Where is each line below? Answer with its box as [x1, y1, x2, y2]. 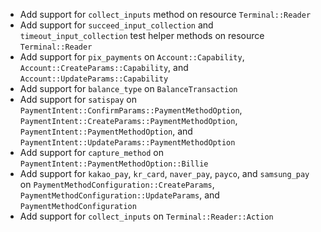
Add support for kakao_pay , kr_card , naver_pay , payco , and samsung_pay [19, 168, 310, 179]
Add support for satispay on [19, 94, 138, 105]
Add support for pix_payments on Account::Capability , [19, 51, 245, 63]
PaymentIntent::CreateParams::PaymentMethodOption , [19, 115, 238, 126]
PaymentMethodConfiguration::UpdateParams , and [19, 189, 220, 201]
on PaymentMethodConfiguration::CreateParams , [19, 179, 215, 190]
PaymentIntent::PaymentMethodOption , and [19, 125, 193, 137]
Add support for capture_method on [19, 147, 164, 158]
